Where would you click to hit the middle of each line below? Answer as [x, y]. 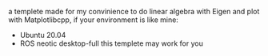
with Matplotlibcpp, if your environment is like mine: [93, 20]
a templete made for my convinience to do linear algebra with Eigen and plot [134, 11]
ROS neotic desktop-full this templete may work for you [112, 43]
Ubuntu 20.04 [43, 35]
